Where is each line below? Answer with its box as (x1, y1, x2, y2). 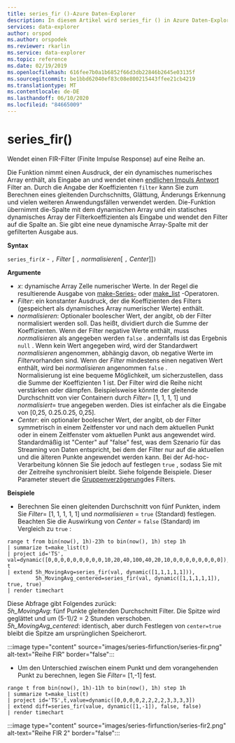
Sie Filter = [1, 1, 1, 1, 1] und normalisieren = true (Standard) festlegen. (17, 509, 217, 518)
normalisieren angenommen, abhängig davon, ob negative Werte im (17, 348, 213, 357)
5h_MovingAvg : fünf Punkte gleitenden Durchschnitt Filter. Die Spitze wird (7, 607, 220, 615)
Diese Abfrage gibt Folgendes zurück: (7, 599, 117, 607)
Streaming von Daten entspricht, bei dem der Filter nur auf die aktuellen (17, 445, 225, 453)
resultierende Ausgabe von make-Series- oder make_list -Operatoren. (17, 289, 220, 297)
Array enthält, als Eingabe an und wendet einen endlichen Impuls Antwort (7, 176, 219, 184)
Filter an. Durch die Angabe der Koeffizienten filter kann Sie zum (7, 183, 199, 191)
